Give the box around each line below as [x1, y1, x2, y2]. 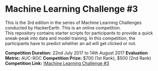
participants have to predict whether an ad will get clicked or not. [5, 40, 136, 46]
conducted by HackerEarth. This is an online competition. [5, 24, 121, 30]
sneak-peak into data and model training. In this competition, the [5, 35, 136, 41]
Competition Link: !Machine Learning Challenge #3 [5, 60, 109, 66]
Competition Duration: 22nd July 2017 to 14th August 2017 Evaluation [5, 50, 148, 56]
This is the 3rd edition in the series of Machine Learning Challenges [5, 20, 142, 25]
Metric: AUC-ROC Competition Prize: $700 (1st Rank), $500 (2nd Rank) [5, 55, 151, 61]
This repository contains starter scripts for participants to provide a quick [5, 30, 153, 36]
